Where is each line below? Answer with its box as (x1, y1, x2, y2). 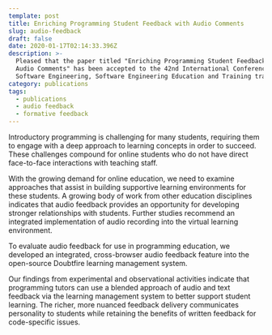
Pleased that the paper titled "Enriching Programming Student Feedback (15, 58, 266, 66)
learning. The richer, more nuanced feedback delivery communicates (8, 300, 239, 309)
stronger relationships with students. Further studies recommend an (8, 208, 236, 217)
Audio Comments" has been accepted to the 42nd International (15, 65, 230, 73)
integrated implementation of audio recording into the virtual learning (8, 217, 239, 226)
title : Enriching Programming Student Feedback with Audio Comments (8, 19, 244, 28)
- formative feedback (15, 110, 89, 118)
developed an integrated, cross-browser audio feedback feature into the (8, 250, 249, 260)
